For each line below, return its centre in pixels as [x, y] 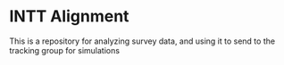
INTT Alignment [69, 16]
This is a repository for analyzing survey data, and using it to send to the [142, 41]
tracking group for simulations [65, 50]
